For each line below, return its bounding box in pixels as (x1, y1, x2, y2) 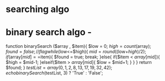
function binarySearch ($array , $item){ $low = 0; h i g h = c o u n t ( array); (6, 43, 151, 49)
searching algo (6, 4, 69, 15)
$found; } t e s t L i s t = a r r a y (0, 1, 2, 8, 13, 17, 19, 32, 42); (6, 64, 113, 71)
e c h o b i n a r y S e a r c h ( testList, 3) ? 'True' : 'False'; (6, 70, 103, 76)
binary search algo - (6, 27, 92, 38)
